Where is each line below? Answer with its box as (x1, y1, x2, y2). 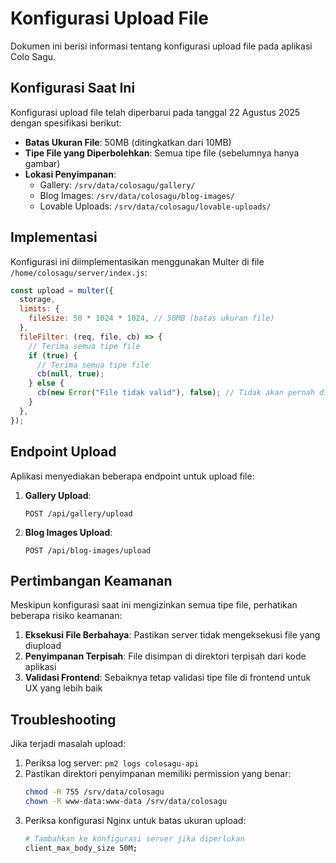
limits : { (19, 304, 60, 314)
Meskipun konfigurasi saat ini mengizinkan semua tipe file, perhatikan (10, 599, 298, 611)
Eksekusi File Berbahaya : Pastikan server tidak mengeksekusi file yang (24, 629, 321, 641)
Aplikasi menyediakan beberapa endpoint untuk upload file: (10, 470, 255, 482)
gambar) (24, 157, 61, 169)
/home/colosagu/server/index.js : (10, 266, 148, 278)
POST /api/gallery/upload (24, 508, 133, 519)
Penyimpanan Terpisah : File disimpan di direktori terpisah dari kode (24, 650, 307, 662)
